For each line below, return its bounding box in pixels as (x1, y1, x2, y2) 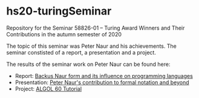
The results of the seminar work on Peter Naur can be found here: (6, 60, 171, 68)
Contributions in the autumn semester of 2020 (6, 30, 122, 38)
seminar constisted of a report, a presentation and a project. (6, 48, 156, 56)
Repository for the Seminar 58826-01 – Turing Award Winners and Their (6, 24, 185, 31)
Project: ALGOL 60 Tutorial (15, 85, 82, 92)
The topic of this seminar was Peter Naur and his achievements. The (6, 42, 177, 50)
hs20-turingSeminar (6, 4, 112, 18)
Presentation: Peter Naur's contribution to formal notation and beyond (15, 79, 189, 86)
